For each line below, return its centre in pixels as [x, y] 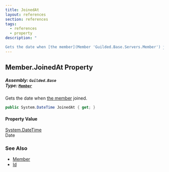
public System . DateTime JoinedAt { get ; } [50, 108]
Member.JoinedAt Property [49, 68]
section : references [27, 19]
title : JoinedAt [22, 10]
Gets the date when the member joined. [46, 98]
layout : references [26, 15]
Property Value [21, 119]
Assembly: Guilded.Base [31, 80]
